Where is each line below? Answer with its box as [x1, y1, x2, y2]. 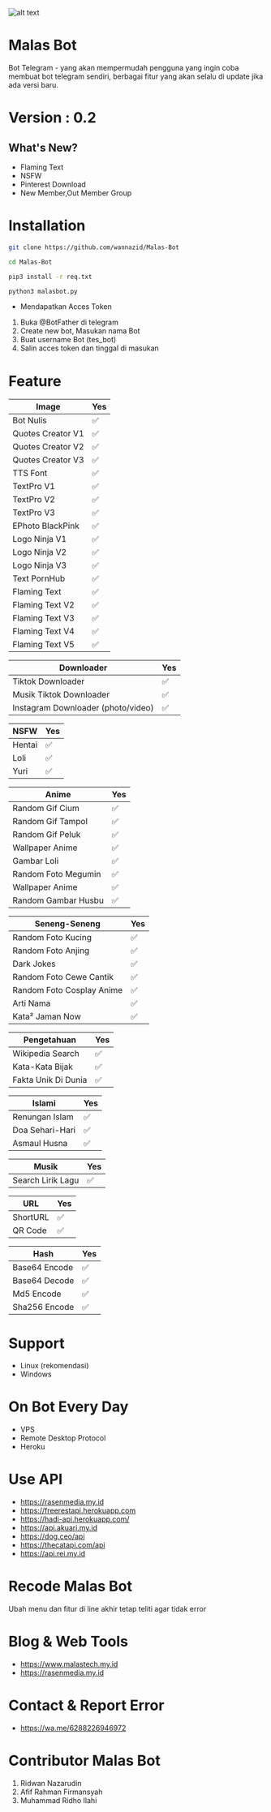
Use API [8, 1471, 63, 1488]
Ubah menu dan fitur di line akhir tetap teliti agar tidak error [8, 1604, 207, 1614]
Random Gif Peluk [12, 829, 81, 840]
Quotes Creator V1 [12, 428, 84, 440]
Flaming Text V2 [12, 599, 75, 611]
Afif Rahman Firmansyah [19, 1787, 103, 1797]
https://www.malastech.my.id [19, 1660, 118, 1668]
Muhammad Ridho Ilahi [19, 1795, 97, 1805]
